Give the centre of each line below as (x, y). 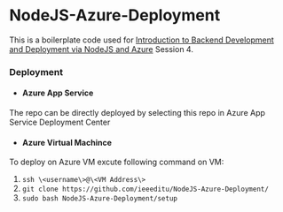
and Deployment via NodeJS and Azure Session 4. (101, 49)
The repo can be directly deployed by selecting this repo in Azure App (138, 113)
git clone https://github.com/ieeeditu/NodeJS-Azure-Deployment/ (145, 189)
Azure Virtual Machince (67, 142)
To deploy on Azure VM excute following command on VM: (117, 162)
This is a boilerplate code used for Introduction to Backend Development (142, 40)
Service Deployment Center (60, 122)
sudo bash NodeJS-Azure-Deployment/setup (99, 199)
